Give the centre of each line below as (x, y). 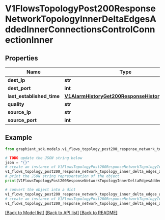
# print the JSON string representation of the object (62, 176)
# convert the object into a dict (41, 189)
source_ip (19, 112)
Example (19, 138)
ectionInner (29, 40)
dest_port (19, 88)
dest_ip (16, 80)
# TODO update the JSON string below (44, 158)
